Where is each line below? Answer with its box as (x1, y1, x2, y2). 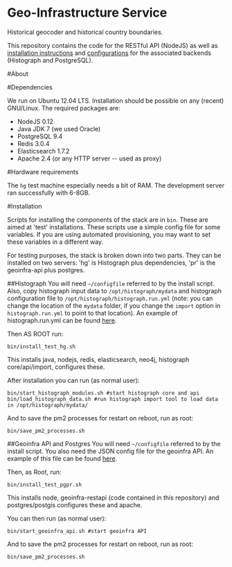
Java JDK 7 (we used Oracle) (17, 124, 101, 133)
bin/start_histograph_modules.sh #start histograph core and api (7, 389, 199, 397)
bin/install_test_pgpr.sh (7, 481, 82, 488)
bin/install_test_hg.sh (7, 343, 76, 350)
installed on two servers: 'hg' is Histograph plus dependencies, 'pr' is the (7, 258, 216, 267)
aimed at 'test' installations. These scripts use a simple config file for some (7, 222, 221, 231)
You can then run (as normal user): (7, 514, 107, 523)
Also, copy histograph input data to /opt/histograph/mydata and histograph (7, 286, 222, 295)
